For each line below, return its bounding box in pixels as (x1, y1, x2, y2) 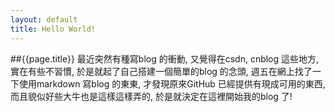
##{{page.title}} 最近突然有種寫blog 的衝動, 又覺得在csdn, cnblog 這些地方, (10, 52, 320, 65)
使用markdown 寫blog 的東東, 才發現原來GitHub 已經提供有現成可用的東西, (18, 77, 326, 90)
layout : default (10, 14, 78, 25)
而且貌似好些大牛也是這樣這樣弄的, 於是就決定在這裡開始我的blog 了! (10, 90, 293, 102)
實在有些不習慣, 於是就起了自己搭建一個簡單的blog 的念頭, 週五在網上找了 (10, 65, 313, 77)
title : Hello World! (10, 24, 97, 34)
